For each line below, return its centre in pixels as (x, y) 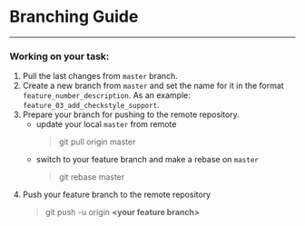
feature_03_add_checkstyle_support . (91, 105)
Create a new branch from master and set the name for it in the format (153, 86)
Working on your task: (59, 56)
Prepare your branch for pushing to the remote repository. (131, 114)
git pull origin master (97, 142)
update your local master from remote (106, 124)
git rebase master (92, 177)
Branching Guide (74, 17)
